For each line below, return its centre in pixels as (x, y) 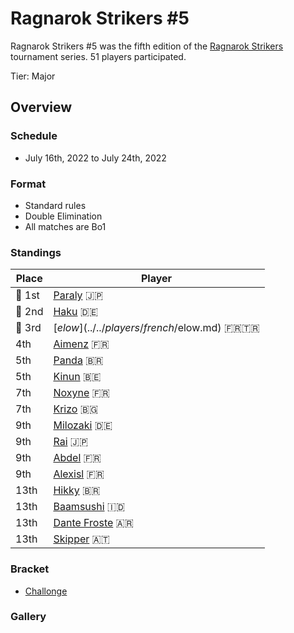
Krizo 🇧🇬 (76, 409)
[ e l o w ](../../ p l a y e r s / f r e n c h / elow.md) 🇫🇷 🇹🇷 (156, 328)
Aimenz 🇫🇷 (81, 344)
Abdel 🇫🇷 (77, 458)
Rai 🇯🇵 (71, 442)
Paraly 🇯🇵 (78, 295)
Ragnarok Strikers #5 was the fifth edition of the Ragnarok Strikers (147, 46)
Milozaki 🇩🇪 (83, 425)
